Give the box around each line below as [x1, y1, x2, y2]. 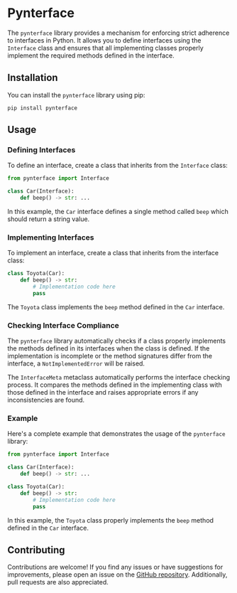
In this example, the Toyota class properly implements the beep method [7, 515, 214, 524]
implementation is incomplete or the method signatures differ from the [7, 352, 213, 360]
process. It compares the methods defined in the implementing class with [7, 380, 222, 389]
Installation [7, 72, 58, 84]
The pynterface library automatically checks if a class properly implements [7, 336, 226, 346]
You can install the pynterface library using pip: [7, 90, 145, 99]
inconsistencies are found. [7, 396, 85, 405]
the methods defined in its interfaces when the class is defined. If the [7, 344, 210, 353]
